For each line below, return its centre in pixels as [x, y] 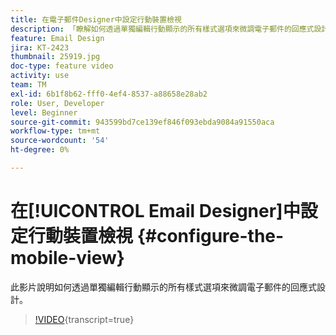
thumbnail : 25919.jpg [55, 57]
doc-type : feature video [62, 66]
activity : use [40, 76]
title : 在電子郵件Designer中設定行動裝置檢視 [96, 19]
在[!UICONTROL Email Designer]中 [155, 211]
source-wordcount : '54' [60, 141]
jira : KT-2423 [40, 47]
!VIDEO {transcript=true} [84, 319]
